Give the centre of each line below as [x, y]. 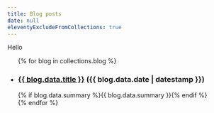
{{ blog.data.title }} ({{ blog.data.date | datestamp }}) [111, 80]
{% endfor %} [38, 102]
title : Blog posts [34, 14]
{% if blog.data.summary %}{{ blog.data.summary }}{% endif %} [112, 95]
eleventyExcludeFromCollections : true [64, 27]
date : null [23, 21]
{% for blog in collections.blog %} [67, 61]
